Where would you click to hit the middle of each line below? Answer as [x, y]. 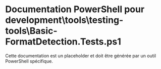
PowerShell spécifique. [29, 61]
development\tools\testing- [64, 20]
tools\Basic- [31, 31]
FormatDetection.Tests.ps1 [63, 42]
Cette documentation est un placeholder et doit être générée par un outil [81, 56]
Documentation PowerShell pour [75, 9]
